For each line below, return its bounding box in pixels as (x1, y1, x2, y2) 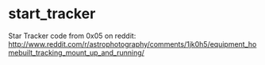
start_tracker (8, 5, 96, 23)
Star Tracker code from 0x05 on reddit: (8, 31, 136, 40)
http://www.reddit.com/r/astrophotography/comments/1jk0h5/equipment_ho (8, 39, 257, 48)
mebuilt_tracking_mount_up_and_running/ (8, 48, 145, 57)
